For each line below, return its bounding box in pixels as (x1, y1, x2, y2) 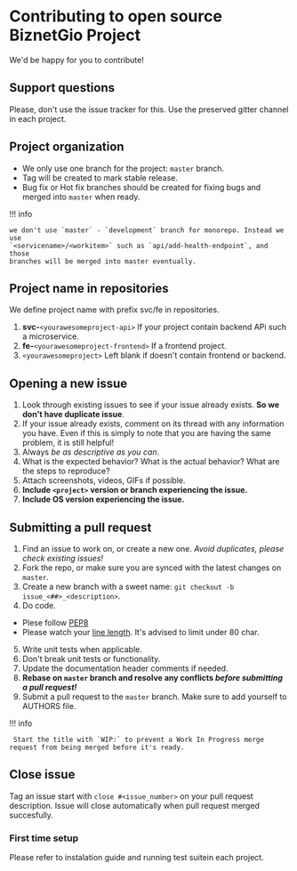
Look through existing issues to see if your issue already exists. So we (21, 399, 280, 410)
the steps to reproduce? (21, 465, 110, 477)
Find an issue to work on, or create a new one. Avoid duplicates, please (21, 544, 285, 553)
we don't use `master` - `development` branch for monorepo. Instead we (9, 225, 285, 235)
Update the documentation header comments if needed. (21, 663, 229, 673)
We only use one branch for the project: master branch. (21, 163, 225, 173)
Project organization (9, 140, 124, 155)
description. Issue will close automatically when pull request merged (9, 800, 261, 811)
